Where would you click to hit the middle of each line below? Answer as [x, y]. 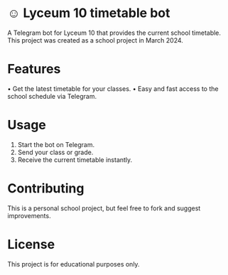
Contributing [46, 188]
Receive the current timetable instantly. [75, 160]
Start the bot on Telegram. [56, 144]
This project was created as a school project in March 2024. [95, 40]
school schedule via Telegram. [52, 96]
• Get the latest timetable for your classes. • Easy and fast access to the [113, 88]
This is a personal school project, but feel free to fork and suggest [104, 208]
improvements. [29, 215]
